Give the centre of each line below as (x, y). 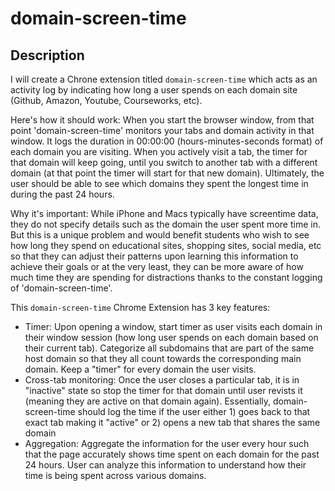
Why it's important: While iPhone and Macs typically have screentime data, (164, 213)
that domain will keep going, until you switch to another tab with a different (164, 162)
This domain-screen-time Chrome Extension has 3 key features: (140, 307)
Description (47, 55)
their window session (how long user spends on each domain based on (171, 337)
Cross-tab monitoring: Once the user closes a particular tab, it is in (162, 380)
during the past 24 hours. (62, 194)
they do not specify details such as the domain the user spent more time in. (165, 224)
